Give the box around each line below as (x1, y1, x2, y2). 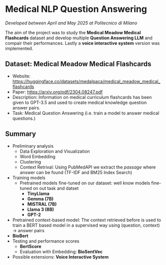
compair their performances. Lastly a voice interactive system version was (5, 40, 160, 46)
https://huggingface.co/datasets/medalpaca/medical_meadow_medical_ (12, 78, 161, 84)
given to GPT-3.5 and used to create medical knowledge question (12, 99, 147, 105)
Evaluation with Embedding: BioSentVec (19, 249, 103, 255)
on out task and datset (33, 185, 79, 191)
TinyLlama (27, 190, 50, 196)
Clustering (19, 159, 41, 165)
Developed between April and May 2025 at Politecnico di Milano (5, 20, 138, 26)
